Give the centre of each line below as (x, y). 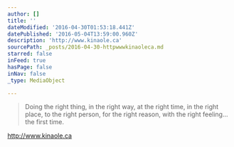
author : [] (23, 14)
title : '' (22, 21)
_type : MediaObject (36, 80)
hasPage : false (30, 67)
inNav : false (27, 73)
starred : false (30, 54)
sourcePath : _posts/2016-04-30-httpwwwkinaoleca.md (85, 47)
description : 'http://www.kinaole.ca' (65, 41)
